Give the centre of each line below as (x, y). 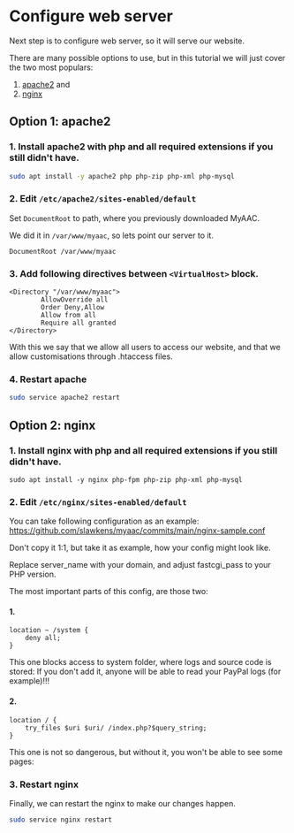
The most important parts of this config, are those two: (109, 592)
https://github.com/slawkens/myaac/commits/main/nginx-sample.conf (137, 531)
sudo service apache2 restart (65, 398)
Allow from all (69, 316)
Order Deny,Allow (72, 308)
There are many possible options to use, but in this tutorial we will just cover (147, 57)
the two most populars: (51, 67)
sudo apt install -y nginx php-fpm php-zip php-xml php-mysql (126, 479)
